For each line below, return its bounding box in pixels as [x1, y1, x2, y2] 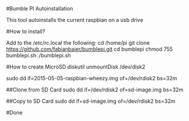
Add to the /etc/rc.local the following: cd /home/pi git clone [6, 40, 150, 46]
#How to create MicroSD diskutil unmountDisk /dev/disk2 [6, 63, 146, 70]
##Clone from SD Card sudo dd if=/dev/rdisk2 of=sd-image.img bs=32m [6, 86, 184, 93]
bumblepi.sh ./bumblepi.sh [6, 52, 71, 58]
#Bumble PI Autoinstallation [6, 5, 73, 12]
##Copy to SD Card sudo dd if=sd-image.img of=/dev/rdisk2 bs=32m [6, 97, 175, 104]
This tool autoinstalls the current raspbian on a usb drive [6, 17, 144, 23]
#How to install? [6, 28, 45, 35]
